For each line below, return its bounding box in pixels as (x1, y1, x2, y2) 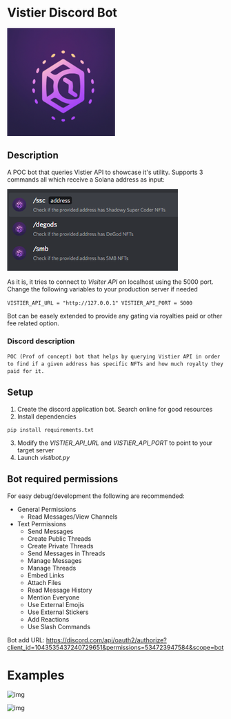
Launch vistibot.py (17, 453, 70, 461)
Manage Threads (27, 564, 77, 572)
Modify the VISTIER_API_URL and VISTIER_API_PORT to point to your (17, 439, 212, 447)
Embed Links (27, 571, 65, 579)
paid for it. (7, 368, 45, 375)
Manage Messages (27, 556, 82, 564)
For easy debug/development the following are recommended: (7, 492, 185, 500)
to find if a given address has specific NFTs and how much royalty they (7, 361, 224, 367)
